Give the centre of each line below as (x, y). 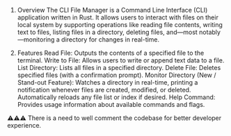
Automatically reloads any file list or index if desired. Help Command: (116, 97)
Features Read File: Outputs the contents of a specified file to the (111, 53)
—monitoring (36, 40)
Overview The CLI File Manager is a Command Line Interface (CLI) (112, 10)
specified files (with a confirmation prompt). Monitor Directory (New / (117, 75)
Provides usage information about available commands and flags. (111, 104)
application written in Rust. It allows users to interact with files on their (118, 17)
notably (210, 32)
